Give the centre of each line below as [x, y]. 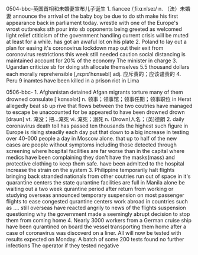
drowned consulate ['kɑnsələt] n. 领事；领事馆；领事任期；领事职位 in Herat [99, 99]
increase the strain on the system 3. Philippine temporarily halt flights [90, 170]
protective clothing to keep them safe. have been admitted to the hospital [95, 164]
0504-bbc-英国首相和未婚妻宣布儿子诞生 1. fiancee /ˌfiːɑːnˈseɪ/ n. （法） [93, 9]
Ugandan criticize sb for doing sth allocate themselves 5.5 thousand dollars [98, 67]
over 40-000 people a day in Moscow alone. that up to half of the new [92, 138]
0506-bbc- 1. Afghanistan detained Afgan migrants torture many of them [95, 92]
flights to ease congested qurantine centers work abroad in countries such [97, 201]
